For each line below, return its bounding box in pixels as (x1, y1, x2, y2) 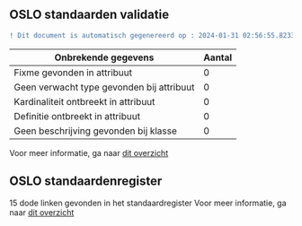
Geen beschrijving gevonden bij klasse (13, 125, 178, 137)
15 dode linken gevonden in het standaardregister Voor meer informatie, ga (9, 197, 287, 208)
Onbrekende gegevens (54, 51, 155, 64)
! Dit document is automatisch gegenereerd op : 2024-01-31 (9, 30, 240, 39)
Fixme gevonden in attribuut (13, 66, 133, 79)
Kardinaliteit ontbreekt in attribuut (13, 95, 155, 108)
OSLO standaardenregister (9, 174, 163, 189)
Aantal (203, 51, 233, 64)
